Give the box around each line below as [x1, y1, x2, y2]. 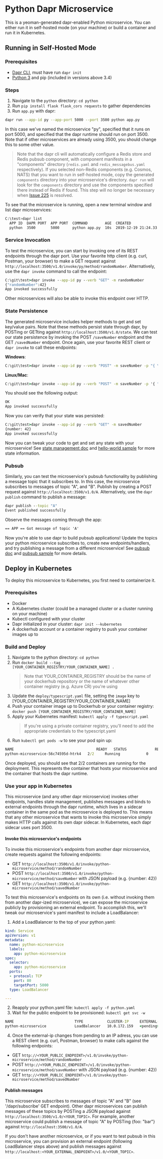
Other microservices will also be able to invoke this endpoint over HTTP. [5, 295, 149, 301]
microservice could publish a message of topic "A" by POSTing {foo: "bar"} [5, 1119, 155, 1125]
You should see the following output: [5, 390, 79, 396]
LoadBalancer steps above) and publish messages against [5, 1143, 122, 1149]
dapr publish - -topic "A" [5, 504, 57, 508]
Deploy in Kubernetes [5, 564, 72, 573]
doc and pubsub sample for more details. [5, 550, 87, 556]
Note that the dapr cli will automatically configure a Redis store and [16, 151, 151, 157]
